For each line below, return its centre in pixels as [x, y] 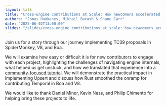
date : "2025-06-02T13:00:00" [35, 24]
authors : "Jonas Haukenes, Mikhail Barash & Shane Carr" [65, 19]
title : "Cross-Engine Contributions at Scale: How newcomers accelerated [83, 14]
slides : [13, 28]
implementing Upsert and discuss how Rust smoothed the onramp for [76, 78]
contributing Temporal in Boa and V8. [43, 83]
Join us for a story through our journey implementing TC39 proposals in [78, 42]
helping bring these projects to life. [41, 98]
